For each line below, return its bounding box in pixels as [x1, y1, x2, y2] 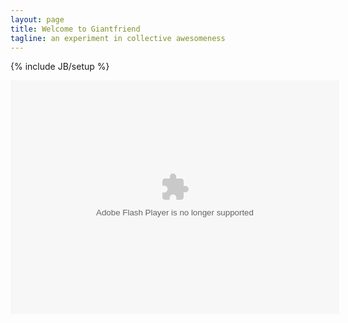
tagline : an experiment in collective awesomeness [10, 33, 226, 43]
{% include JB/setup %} [10, 61, 110, 73]
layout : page [10, 14, 65, 25]
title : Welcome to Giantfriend [10, 24, 141, 34]
